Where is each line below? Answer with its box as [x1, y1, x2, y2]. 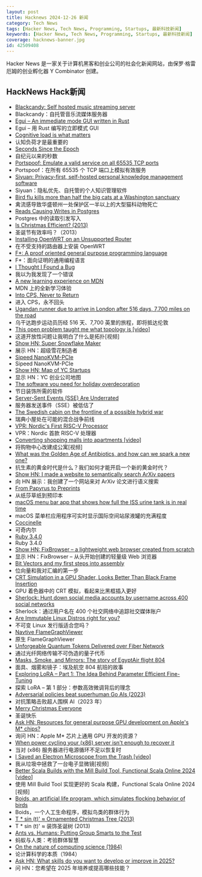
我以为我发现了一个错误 [14, 270, 74, 278]
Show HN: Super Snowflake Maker [14, 339, 101, 347]
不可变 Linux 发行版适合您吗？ [14, 622, 90, 629]
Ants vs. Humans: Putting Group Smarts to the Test [14, 829, 142, 837]
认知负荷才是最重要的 [14, 138, 68, 146]
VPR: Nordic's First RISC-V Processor [14, 422, 109, 429]
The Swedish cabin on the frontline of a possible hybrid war [14, 408, 164, 416]
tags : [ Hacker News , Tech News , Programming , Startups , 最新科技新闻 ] [6, 25, 182, 32]
